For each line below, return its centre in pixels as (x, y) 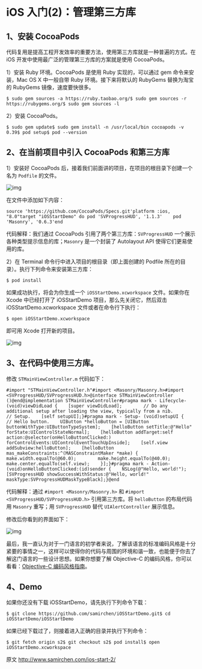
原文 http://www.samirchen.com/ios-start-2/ (61, 659)
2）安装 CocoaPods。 (34, 116)
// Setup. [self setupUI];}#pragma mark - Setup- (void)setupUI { (95, 416)
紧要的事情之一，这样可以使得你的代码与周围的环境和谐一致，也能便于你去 (98, 551)
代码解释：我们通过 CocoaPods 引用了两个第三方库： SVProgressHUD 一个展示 (101, 234)
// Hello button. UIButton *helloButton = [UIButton (78, 421)
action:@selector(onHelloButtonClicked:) (59, 437)
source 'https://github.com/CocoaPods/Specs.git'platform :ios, (88, 211)
